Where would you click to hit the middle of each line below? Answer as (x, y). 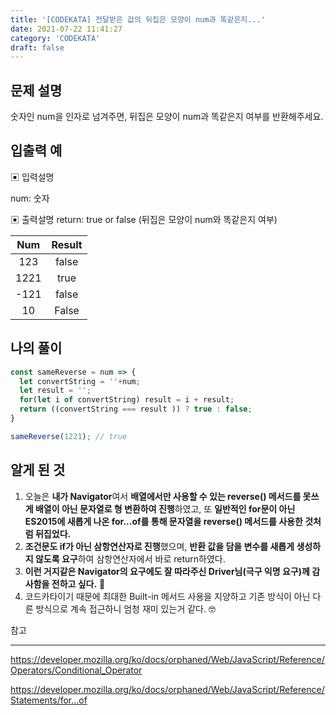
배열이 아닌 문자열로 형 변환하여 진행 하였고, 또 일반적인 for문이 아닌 (165, 508)
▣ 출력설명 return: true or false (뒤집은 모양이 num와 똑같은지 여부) (144, 219)
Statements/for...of (49, 700)
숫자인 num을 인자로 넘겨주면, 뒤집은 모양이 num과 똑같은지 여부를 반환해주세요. (167, 117)
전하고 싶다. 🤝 (78, 583)
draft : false (37, 47)
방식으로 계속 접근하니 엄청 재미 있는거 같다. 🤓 (125, 608)
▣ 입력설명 (32, 177)
